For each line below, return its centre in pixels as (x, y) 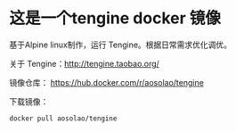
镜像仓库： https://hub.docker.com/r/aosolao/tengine (107, 82)
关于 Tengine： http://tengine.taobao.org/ (85, 63)
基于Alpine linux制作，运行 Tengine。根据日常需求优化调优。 (121, 45)
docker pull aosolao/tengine (63, 118)
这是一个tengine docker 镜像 (115, 18)
